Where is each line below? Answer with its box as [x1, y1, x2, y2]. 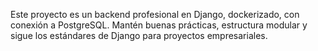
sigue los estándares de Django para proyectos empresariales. [10, 30, 268, 41]
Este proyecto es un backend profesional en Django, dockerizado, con [10, 9, 300, 20]
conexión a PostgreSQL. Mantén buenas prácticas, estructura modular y [10, 19, 308, 31]
